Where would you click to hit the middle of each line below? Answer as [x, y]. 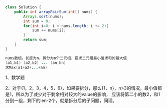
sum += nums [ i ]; [49, 30]
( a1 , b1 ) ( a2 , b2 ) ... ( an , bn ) [36, 62]
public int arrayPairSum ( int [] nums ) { [56, 12]
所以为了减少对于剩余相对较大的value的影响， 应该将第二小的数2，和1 [88, 94]
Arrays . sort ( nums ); [44, 16]
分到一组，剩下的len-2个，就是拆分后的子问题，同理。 [61, 100]
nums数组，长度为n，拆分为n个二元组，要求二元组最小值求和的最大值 [66, 58]
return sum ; [36, 40]
